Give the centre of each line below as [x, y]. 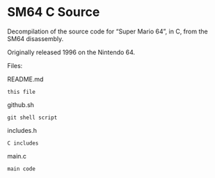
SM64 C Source [54, 12]
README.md [25, 79]
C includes [23, 143]
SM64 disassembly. [35, 38]
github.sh [21, 104]
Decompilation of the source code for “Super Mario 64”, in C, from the [107, 31]
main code [22, 169]
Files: [15, 65]
